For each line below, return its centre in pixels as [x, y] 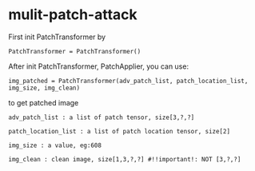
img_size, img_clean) [44, 88]
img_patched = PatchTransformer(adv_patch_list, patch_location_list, [128, 81]
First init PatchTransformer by [57, 37]
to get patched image [44, 102]
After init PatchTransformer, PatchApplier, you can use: [99, 66]
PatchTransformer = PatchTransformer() [75, 51]
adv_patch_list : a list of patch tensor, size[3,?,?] [102, 117]
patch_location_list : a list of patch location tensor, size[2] [119, 131]
